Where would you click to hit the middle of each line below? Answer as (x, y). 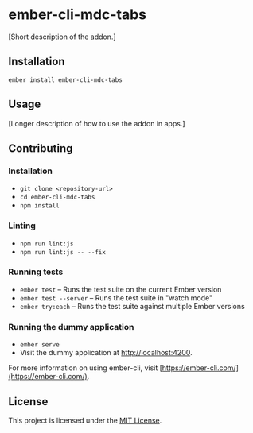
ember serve (39, 345)
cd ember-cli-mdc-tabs (57, 197)
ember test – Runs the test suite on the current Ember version (121, 289)
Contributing (41, 148)
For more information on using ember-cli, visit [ (86, 368)
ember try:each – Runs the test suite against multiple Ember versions (132, 306)
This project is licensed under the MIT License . (85, 420)
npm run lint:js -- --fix (62, 252)
